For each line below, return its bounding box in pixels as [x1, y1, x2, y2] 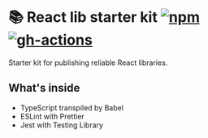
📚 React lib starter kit [8, 8, 158, 27]
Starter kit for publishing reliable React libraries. [8, 58, 168, 67]
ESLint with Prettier [19, 111, 85, 121]
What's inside [8, 81, 80, 95]
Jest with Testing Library [19, 120, 104, 130]
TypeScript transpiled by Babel [19, 102, 124, 112]
